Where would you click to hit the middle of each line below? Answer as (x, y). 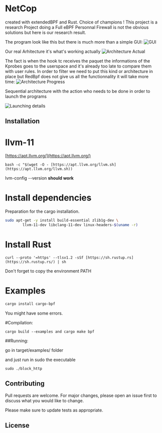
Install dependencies (48, 198)
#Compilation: (19, 322)
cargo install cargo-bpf (30, 304)
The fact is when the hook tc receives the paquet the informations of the (78, 61)
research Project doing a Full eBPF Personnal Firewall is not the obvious (77, 27)
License (17, 425)
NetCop (21, 9)
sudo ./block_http (24, 368)
